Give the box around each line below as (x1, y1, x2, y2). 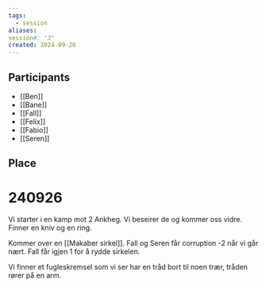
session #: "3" (8, 33, 56, 42)
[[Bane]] (19, 100, 48, 109)
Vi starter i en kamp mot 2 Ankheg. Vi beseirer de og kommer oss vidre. (8, 215, 242, 225)
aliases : (8, 26, 37, 34)
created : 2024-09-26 (8, 41, 77, 49)
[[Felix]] (19, 117, 46, 126)
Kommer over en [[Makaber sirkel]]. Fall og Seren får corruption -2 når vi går (8, 239, 259, 248)
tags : (8, 11, 26, 20)
